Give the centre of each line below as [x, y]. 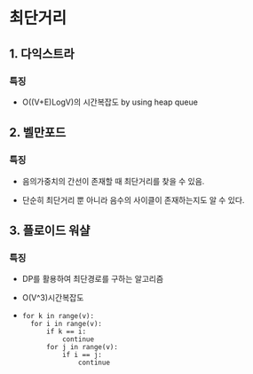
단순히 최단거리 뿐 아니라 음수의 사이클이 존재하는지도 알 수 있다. [133, 199]
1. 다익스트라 [42, 54]
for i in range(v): [66, 324]
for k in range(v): [58, 316]
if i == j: [82, 355]
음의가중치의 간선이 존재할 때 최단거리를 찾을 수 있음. [113, 181]
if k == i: [66, 332]
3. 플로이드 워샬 [50, 230]
